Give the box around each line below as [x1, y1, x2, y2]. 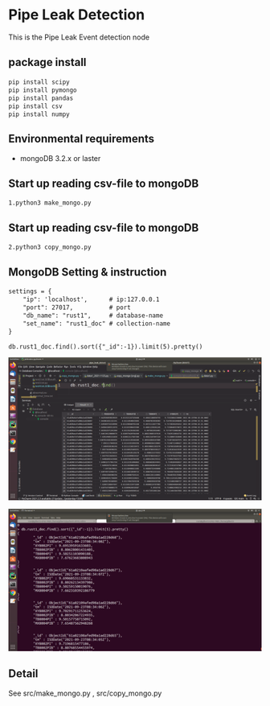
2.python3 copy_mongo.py [8, 243, 92, 251]
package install [8, 56, 87, 69]
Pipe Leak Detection [8, 6, 145, 24]
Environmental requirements [8, 132, 155, 146]
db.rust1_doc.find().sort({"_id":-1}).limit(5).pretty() [8, 343, 203, 351]
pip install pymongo [8, 86, 78, 94]
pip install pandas [8, 94, 74, 102]
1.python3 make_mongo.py [8, 199, 92, 207]
